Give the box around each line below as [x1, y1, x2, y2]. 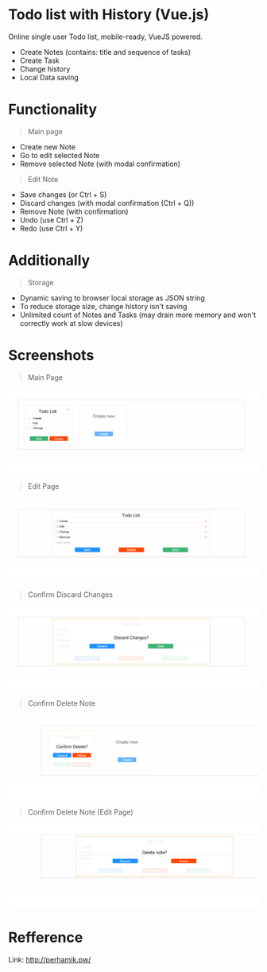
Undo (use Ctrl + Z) [19, 215, 83, 224]
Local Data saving [19, 72, 79, 82]
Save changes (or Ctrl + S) [19, 189, 107, 199]
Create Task [19, 56, 60, 65]
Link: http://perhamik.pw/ [8, 955, 91, 964]
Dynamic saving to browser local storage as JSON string [19, 292, 205, 303]
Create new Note [19, 141, 75, 152]
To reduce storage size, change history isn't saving [19, 301, 188, 311]
